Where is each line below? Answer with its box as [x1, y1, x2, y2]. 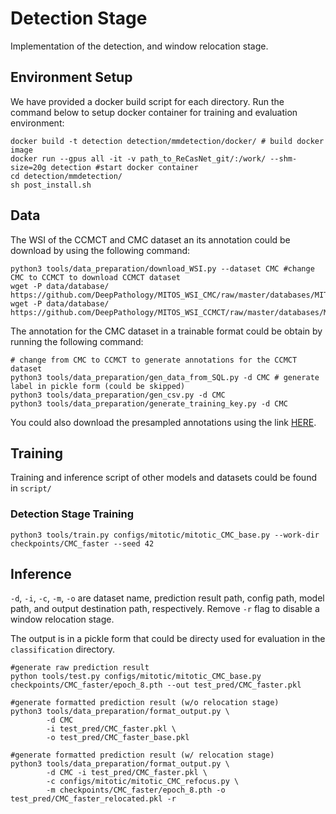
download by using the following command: [10, 244, 191, 256]
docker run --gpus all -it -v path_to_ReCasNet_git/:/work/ [10, 153, 267, 164]
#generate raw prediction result [10, 663, 150, 673]
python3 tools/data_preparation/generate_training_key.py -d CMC [10, 398, 288, 409]
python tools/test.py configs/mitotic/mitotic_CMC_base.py [10, 672, 262, 682]
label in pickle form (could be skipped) [10, 381, 186, 391]
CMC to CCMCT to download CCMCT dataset [10, 272, 182, 282]
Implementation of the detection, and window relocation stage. [10, 40, 269, 52]
